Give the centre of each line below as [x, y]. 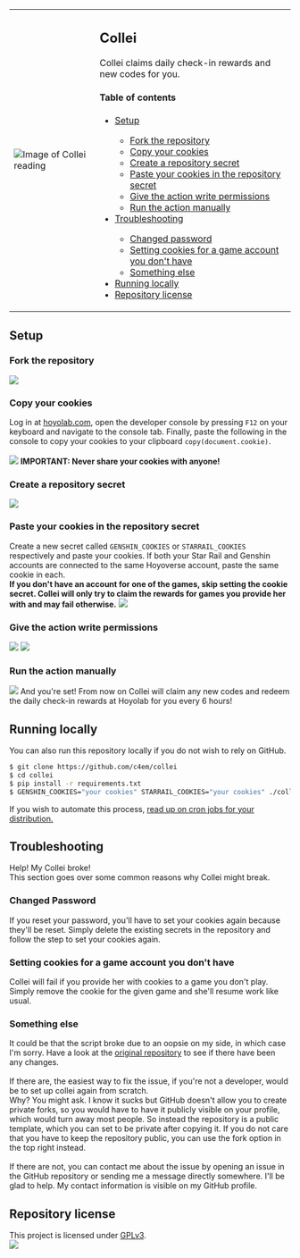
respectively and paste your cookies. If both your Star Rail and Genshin [140, 555]
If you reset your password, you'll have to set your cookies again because [145, 920]
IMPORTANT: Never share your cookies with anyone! [120, 461]
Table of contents [138, 97]
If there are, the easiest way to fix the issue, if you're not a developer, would [149, 1081]
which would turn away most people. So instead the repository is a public [144, 1120]
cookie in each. [37, 574]
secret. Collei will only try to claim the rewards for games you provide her [148, 593]
